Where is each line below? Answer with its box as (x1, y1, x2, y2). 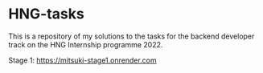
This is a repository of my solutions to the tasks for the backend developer (8, 31, 255, 41)
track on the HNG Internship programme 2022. (8, 39, 163, 49)
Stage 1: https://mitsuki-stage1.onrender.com (8, 55, 157, 65)
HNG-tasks (8, 5, 84, 23)
